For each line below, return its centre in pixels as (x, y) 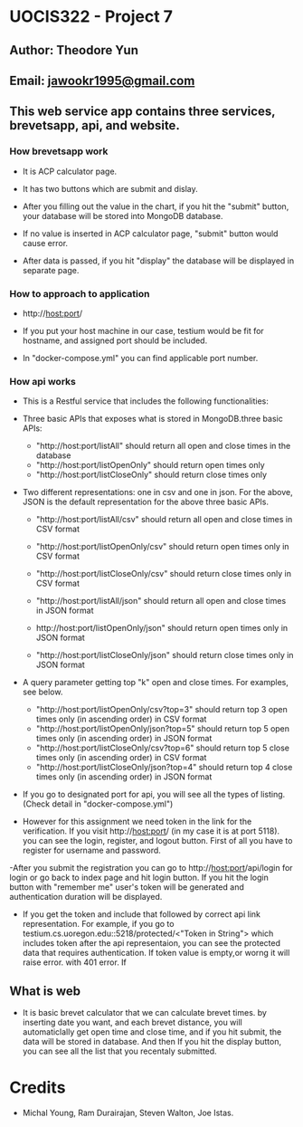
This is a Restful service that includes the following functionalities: (146, 401)
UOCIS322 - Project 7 (91, 17)
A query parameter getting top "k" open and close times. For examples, (156, 683)
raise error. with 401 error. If (74, 962)
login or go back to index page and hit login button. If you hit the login (139, 878)
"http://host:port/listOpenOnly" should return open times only (150, 465)
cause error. (45, 243)
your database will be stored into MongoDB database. (123, 215)
